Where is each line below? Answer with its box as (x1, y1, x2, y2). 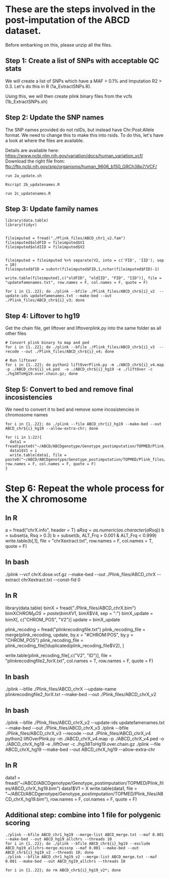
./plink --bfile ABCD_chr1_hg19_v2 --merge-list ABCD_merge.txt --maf (5, 854, 157, 859)
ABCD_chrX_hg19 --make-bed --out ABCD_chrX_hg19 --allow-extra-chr (5, 746, 155, 753)
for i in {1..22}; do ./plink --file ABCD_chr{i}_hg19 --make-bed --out (5, 422, 162, 427)
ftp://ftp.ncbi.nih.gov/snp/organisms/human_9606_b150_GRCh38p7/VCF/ (5, 163, 157, 169)
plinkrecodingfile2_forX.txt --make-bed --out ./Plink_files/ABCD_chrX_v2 (5, 692, 157, 698)
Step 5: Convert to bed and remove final (5, 385, 134, 394)
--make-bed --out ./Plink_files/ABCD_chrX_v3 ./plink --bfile (5, 725, 129, 731)
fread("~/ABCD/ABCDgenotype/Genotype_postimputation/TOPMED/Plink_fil (5, 780, 164, 786)
